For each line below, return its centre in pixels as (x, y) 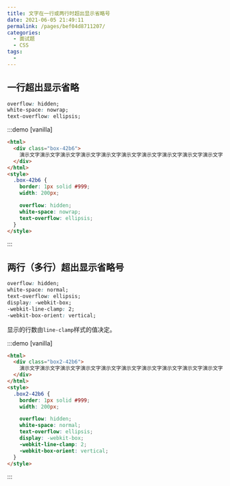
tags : (15, 52)
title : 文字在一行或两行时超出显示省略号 (59, 13)
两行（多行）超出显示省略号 (66, 267)
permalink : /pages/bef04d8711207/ (56, 26)
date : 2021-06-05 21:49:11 (46, 20)
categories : (24, 33)
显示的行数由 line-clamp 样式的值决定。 (62, 329)
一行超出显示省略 (43, 87)
